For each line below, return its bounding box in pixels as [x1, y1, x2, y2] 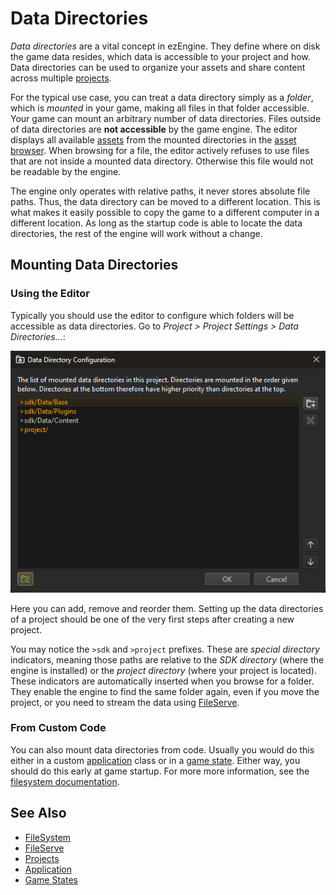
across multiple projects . [10, 72, 112, 84]
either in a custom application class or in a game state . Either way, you [10, 754, 301, 766]
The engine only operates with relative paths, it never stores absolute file [10, 185, 311, 197]
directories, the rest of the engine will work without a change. [10, 227, 263, 239]
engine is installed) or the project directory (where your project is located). [10, 664, 317, 676]
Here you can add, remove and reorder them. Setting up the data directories [10, 602, 324, 614]
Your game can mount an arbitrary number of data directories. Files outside [10, 112, 322, 124]
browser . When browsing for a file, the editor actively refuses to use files [10, 144, 310, 156]
